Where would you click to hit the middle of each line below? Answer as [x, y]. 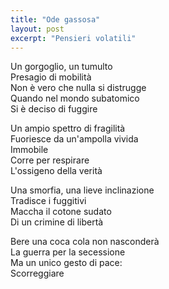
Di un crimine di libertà [57, 222]
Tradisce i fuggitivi [48, 201]
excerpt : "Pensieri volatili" [73, 38]
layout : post [37, 29]
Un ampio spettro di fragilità [68, 128]
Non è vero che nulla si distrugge [78, 88]
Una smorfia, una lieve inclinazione [82, 190]
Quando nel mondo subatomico [75, 98]
